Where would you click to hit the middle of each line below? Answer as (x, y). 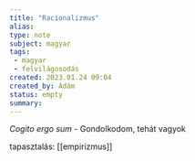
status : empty (36, 94)
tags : (20, 52)
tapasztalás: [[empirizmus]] (61, 146)
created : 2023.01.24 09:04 (61, 78)
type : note (30, 35)
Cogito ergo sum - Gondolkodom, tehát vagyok (98, 129)
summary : (26, 103)
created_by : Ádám (42, 86)
